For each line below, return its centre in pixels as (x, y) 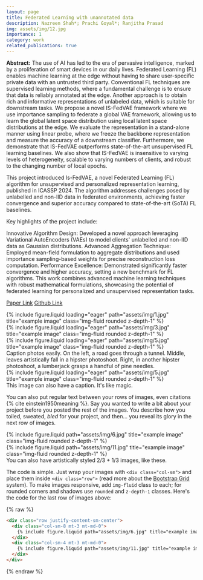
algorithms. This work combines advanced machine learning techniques (96, 278)
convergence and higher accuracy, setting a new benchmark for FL (90, 272)
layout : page (23, 12)
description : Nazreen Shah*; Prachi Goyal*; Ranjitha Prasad (85, 23)
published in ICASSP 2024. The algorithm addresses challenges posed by (98, 190)
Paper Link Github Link (34, 303)
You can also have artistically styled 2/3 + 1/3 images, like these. (87, 460)
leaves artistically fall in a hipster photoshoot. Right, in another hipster (93, 359)
